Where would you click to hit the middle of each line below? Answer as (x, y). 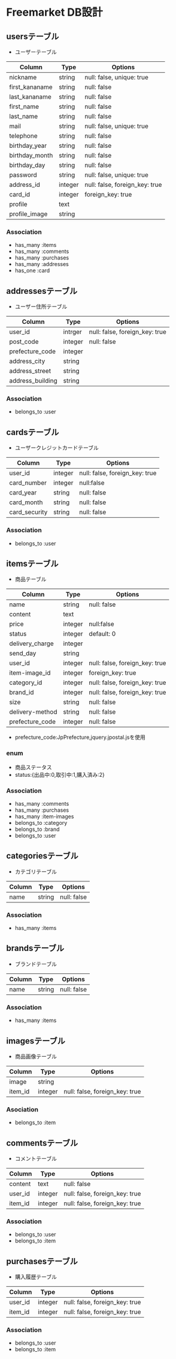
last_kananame (31, 97)
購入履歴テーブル (36, 1277)
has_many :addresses (42, 264)
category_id (26, 683)
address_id (25, 185)
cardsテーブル (33, 432)
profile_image (28, 214)
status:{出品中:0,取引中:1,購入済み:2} (60, 774)
